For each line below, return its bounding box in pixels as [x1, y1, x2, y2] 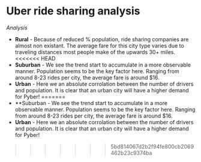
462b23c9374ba [110, 149, 152, 157]
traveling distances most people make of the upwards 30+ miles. [14, 48, 176, 55]
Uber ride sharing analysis [6, 4, 140, 18]
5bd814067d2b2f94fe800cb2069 [110, 143, 194, 150]
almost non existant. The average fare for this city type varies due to [14, 42, 184, 49]
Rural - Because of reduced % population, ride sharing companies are [14, 35, 189, 43]
